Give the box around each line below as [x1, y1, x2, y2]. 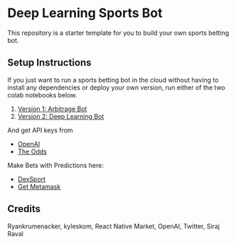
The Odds [17, 147, 48, 156]
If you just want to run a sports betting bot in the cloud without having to [7, 75, 219, 84]
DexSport [17, 174, 46, 183]
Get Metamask [17, 182, 61, 191]
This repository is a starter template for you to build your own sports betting [7, 28, 230, 37]
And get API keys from [7, 126, 73, 134]
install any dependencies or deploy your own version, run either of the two [7, 83, 225, 92]
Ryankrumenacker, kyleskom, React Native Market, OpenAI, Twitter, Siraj [7, 222, 220, 230]
